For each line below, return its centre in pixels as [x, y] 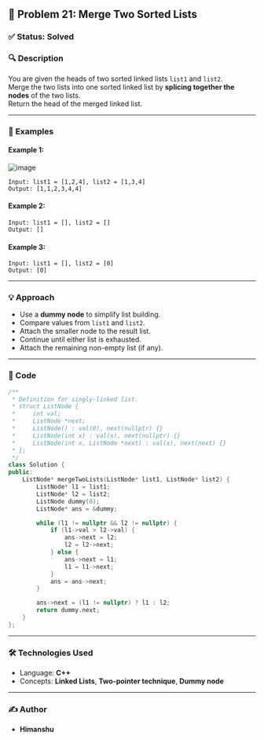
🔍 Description [36, 58]
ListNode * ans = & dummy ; [77, 509]
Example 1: [26, 150]
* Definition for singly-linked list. [75, 399]
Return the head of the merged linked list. [75, 104]
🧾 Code [22, 375]
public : [21, 472]
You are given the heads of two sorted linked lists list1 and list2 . [115, 79]
